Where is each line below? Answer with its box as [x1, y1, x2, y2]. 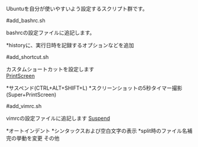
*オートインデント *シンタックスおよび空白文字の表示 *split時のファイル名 [6, 128, 187, 134]
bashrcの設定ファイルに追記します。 [6, 29, 95, 36]
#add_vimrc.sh [6, 103, 42, 109]
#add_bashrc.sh [6, 17, 46, 24]
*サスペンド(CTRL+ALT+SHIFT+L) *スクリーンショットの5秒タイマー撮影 [6, 84, 183, 92]
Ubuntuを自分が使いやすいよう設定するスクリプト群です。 [6, 5, 148, 12]
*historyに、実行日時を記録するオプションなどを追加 [6, 42, 134, 48]
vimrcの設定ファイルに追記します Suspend [6, 115, 111, 122]
